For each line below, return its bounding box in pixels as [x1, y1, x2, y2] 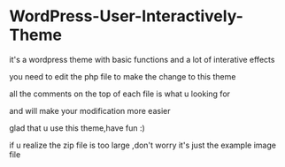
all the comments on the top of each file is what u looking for [9, 88, 231, 99]
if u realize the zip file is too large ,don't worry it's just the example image [9, 140, 277, 150]
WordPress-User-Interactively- [9, 6, 243, 27]
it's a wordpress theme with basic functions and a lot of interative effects [9, 54, 275, 65]
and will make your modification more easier [9, 105, 171, 116]
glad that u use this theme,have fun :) [9, 122, 146, 133]
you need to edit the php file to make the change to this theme [9, 71, 236, 81]
